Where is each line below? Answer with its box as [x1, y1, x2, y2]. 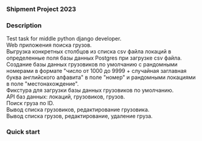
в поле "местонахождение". [6, 80, 79, 88]
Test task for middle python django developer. [6, 35, 122, 43]
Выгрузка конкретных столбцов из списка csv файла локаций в [6, 48, 172, 55]
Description [6, 21, 42, 29]
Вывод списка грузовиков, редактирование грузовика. [6, 106, 150, 114]
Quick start [6, 128, 41, 136]
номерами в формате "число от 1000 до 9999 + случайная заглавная [6, 67, 187, 75]
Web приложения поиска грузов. [6, 41, 92, 49]
